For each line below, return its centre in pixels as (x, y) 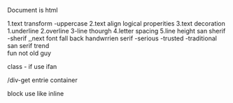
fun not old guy (29, 53)
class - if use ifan (32, 66)
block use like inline (36, 94)
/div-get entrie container (43, 80)
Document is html (33, 10)
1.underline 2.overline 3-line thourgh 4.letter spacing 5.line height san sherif (116, 31)
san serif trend (28, 46)
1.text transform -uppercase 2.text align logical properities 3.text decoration (116, 23)
